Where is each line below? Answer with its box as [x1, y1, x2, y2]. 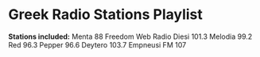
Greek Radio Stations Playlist [8, 6, 203, 24]
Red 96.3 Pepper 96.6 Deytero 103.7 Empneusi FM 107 [8, 40, 187, 49]
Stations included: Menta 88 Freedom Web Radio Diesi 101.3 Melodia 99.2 [8, 32, 253, 41]
